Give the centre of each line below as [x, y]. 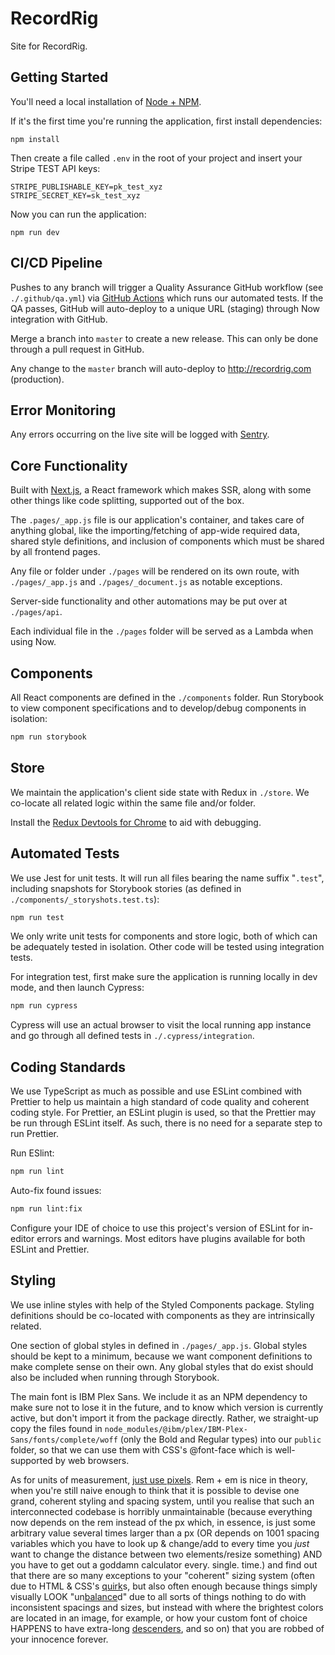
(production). [37, 379]
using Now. [33, 642]
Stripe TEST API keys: [55, 168]
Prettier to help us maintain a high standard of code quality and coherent [160, 1102]
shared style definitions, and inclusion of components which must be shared [167, 541]
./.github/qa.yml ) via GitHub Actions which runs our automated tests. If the [167, 298]
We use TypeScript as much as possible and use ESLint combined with [156, 1091]
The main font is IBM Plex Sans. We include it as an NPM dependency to [159, 1396]
